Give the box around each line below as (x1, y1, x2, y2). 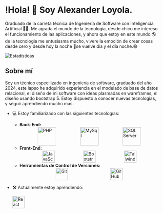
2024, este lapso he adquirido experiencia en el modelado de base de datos (5, 85, 158, 91)
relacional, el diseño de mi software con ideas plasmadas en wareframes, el (5, 90, 158, 96)
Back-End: (19, 121, 41, 127)
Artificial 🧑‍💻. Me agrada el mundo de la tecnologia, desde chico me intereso (5, 25, 158, 31)
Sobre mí (5, 67, 33, 75)
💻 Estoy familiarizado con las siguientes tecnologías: (12, 110, 120, 116)
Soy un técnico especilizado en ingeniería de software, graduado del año (5, 80, 152, 86)
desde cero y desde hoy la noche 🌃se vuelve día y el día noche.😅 (5, 43, 138, 49)
